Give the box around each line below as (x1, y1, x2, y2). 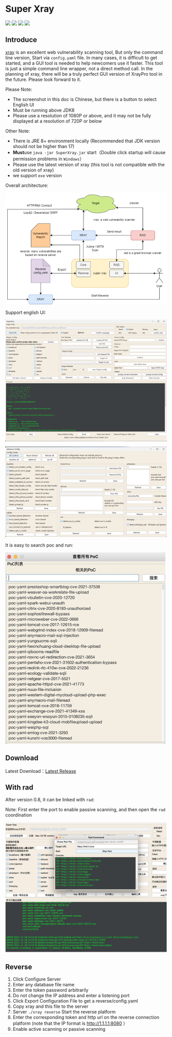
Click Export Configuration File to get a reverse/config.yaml (12, 998, 138, 1004)
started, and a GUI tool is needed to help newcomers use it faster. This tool (5, 60, 163, 66)
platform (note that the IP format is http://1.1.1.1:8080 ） (12, 1020, 128, 1027)
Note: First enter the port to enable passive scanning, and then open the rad (5, 807, 165, 813)
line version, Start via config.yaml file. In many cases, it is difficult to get (5, 54, 158, 60)
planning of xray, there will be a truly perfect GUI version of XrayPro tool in (5, 71, 163, 77)
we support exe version (12, 172, 62, 178)
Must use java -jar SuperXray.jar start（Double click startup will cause (12, 149, 166, 155)
